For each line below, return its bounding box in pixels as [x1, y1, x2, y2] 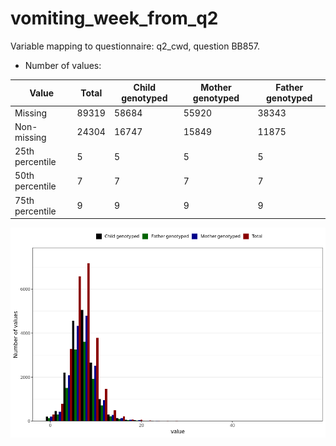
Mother [200, 82, 232, 94]
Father [275, 82, 304, 94]
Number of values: [24, 59, 102, 71]
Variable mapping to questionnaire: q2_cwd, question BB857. [10, 40, 260, 52]
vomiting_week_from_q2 [10, 7, 219, 30]
